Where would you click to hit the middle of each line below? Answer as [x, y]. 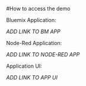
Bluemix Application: [31, 20]
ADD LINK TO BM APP [33, 31]
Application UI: [24, 66]
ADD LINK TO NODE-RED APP [43, 55]
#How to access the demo [38, 9]
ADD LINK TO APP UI [32, 77]
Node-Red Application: [34, 43]
